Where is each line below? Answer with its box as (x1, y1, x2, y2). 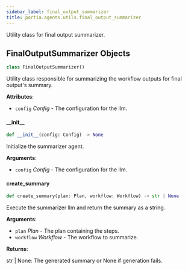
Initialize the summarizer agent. (6, 143, 84, 150)
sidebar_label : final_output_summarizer (6, 8, 110, 15)
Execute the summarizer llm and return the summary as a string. (6, 204, 166, 211)
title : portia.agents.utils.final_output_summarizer (6, 14, 142, 20)
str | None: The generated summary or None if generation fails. (6, 257, 163, 265)
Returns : (6, 245, 28, 253)
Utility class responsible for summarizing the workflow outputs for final (6, 75, 182, 82)
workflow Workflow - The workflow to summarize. (14, 234, 139, 241)
